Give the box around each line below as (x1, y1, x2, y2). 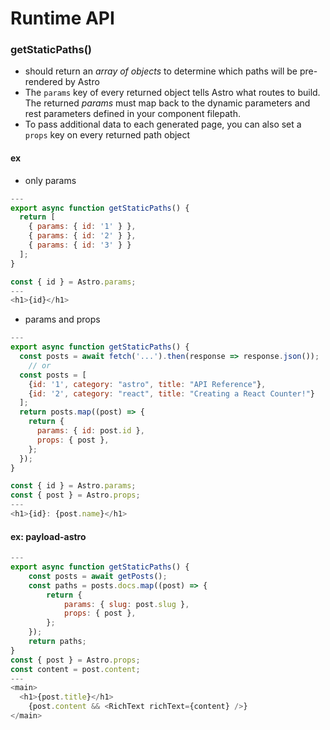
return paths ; (28, 637, 87, 647)
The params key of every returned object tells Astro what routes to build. (24, 87, 321, 99)
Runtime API (10, 7, 115, 30)
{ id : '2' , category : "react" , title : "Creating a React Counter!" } (28, 388, 315, 399)
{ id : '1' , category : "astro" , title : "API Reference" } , (28, 379, 267, 389)
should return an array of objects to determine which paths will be (24, 65, 298, 77)
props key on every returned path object (24, 129, 191, 141)
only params (24, 174, 77, 186)
